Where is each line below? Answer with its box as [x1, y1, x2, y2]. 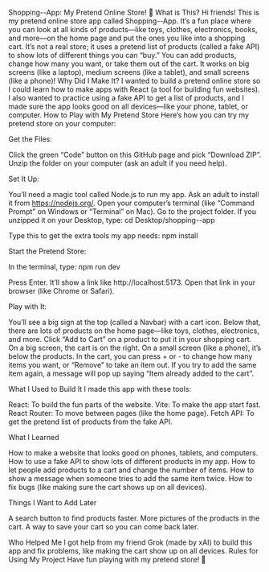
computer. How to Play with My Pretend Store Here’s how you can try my [8, 110, 249, 120]
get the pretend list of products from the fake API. [8, 417, 173, 426]
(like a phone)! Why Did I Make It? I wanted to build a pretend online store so [8, 76, 261, 85]
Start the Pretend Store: [8, 246, 87, 256]
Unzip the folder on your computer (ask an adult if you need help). [8, 158, 227, 168]
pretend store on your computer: [8, 119, 116, 128]
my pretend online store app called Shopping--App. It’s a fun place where [8, 16, 251, 26]
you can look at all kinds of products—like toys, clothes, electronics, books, [8, 25, 259, 34]
